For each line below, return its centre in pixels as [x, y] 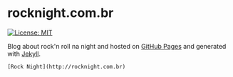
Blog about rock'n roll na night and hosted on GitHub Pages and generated [117, 46]
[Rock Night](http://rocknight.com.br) [67, 66]
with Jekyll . [24, 54]
